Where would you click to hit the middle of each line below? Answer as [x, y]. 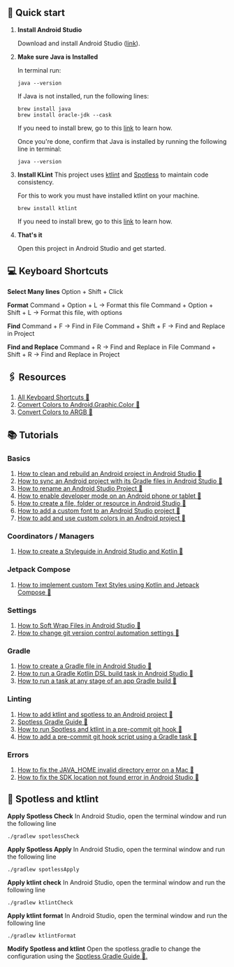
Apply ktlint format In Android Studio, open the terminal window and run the [117, 915]
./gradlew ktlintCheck [40, 902]
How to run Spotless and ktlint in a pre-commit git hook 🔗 [100, 729]
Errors [18, 755]
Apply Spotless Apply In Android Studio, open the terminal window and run [116, 849]
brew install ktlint [47, 208]
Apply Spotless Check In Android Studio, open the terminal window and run [117, 816]
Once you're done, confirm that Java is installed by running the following [122, 141]
